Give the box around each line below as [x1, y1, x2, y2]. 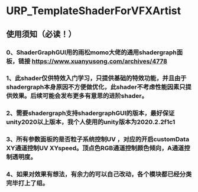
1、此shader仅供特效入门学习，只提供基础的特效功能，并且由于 [6, 74, 187, 82]
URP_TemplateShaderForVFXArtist [6, 4, 181, 18]
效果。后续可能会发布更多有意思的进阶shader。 [12, 92, 148, 100]
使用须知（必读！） [6, 29, 76, 39]
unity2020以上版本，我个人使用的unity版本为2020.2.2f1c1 [6, 118, 176, 126]
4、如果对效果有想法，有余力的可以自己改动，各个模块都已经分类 [6, 170, 192, 178]
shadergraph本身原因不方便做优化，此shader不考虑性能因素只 [6, 83, 186, 91]
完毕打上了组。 [6, 179, 49, 187]
